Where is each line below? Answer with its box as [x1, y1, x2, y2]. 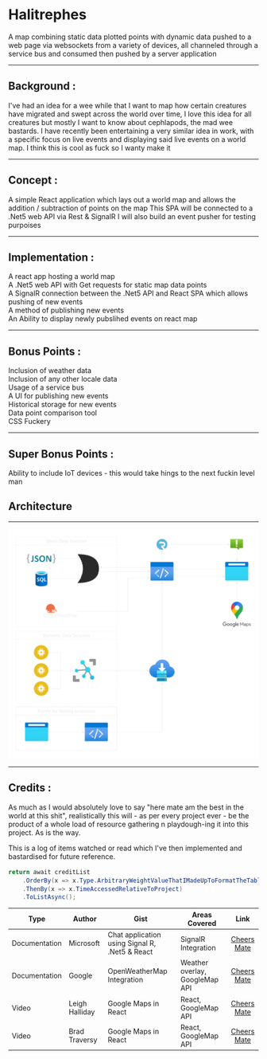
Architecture [8, 500, 73, 513]
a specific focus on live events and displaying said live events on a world [8, 134, 246, 144]
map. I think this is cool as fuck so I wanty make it [8, 143, 171, 152]
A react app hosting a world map [8, 272, 115, 281]
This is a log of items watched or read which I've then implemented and [8, 843, 242, 853]
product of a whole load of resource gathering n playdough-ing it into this [8, 819, 249, 829]
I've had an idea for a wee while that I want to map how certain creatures [8, 100, 247, 110]
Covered [187, 918, 217, 928]
